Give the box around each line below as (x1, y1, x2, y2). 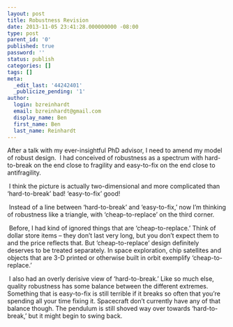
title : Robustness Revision (7, 17, 89, 24)
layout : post (7, 10, 45, 17)
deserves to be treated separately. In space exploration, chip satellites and (7, 246, 222, 255)
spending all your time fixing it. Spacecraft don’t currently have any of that (7, 297, 221, 305)
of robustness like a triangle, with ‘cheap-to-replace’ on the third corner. (7, 210, 215, 219)
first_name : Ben (13, 120, 61, 128)
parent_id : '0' (7, 36, 52, 43)
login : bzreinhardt (13, 101, 70, 108)
